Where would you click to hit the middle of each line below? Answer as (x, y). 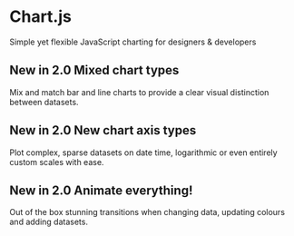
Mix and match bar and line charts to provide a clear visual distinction (139, 92)
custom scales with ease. (57, 162)
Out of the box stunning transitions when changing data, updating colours (147, 212)
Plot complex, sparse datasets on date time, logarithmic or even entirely (144, 152)
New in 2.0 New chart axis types (103, 130)
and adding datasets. (49, 222)
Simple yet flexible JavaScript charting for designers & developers (133, 42)
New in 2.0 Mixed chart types (94, 70)
